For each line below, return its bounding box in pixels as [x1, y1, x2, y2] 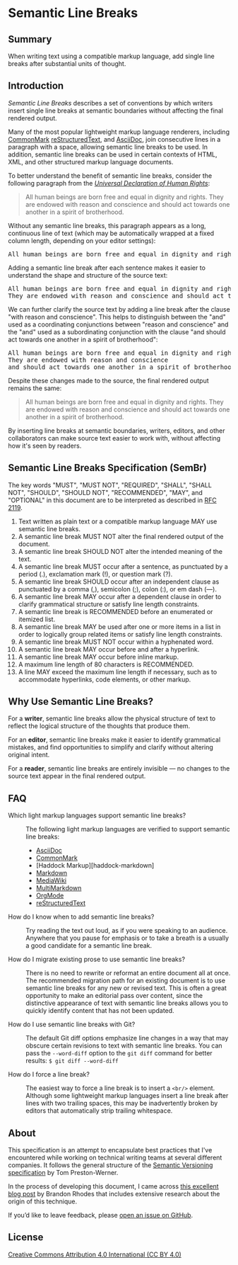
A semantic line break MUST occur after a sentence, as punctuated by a [18, 562, 228, 571]
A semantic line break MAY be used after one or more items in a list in [18, 622, 221, 631]
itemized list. [18, 615, 56, 623]
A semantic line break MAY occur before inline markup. [18, 652, 179, 661]
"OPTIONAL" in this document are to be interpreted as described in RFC [8, 496, 218, 504]
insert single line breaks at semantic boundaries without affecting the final [8, 106, 223, 115]
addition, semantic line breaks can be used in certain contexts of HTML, [8, 150, 218, 159]
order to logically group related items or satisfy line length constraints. [18, 630, 223, 638]
